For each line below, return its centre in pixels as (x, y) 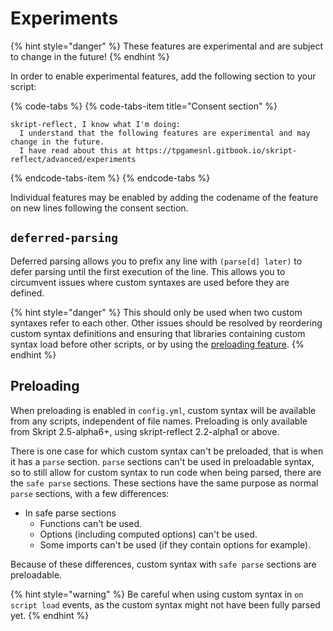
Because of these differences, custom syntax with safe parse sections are (163, 564)
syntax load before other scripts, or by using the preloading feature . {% (157, 344)
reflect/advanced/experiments (73, 159)
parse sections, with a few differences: (90, 493)
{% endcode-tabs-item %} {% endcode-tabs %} (110, 178)
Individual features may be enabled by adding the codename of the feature (164, 197)
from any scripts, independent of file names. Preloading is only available (159, 421)
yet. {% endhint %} (50, 615)
